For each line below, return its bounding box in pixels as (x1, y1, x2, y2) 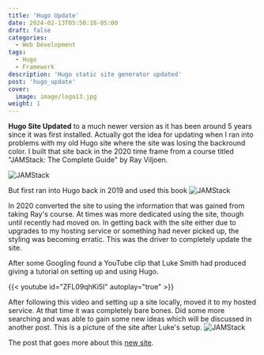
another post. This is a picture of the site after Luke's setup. (8, 323, 203, 332)
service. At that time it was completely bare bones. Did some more (8, 306, 225, 315)
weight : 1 (8, 100, 41, 108)
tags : (8, 48, 26, 56)
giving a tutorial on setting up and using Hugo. (8, 266, 159, 277)
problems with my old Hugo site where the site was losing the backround (8, 138, 246, 148)
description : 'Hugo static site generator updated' (8, 70, 182, 78)
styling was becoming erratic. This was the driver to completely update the (8, 235, 252, 244)
